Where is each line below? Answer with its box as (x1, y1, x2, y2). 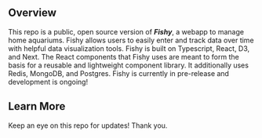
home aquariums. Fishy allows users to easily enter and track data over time (8, 35, 254, 45)
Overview (8, 6, 57, 20)
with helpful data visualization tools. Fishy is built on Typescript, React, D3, (8, 43, 250, 53)
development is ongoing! (8, 77, 89, 86)
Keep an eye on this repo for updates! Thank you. (8, 121, 168, 130)
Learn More (8, 100, 66, 113)
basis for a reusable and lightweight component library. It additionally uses (8, 60, 249, 70)
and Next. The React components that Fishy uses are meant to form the (8, 52, 239, 61)
